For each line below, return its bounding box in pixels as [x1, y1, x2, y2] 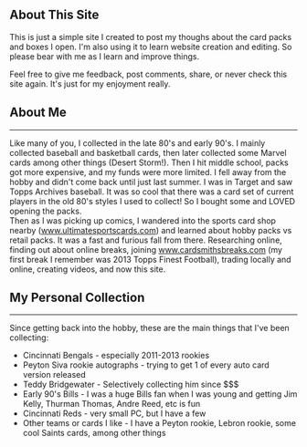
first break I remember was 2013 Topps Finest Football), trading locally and [9, 254, 291, 265]
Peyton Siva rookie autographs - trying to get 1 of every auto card [22, 359, 270, 370]
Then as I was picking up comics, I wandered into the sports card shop [9, 214, 277, 226]
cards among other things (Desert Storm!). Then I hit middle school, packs [9, 157, 290, 168]
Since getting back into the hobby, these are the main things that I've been [9, 323, 290, 334]
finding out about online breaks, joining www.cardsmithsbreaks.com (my [9, 244, 283, 255]
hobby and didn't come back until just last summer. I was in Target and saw [9, 176, 293, 187]
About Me [9, 105, 67, 120]
